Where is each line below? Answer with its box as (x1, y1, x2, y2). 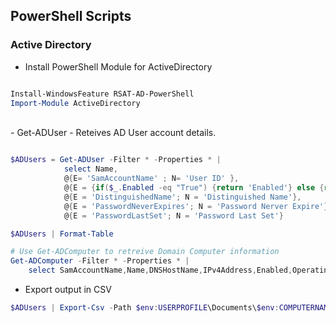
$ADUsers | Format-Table (10, 229, 114, 239)
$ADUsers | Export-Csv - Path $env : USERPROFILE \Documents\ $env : (10, 303, 280, 313)
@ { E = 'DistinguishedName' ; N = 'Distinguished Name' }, (63, 192, 302, 202)
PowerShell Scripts (10, 8, 132, 25)
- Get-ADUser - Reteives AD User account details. (10, 127, 217, 139)
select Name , (63, 164, 118, 174)
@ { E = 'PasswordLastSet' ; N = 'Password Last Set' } (63, 210, 284, 221)
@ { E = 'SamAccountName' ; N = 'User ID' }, (63, 174, 240, 184)
